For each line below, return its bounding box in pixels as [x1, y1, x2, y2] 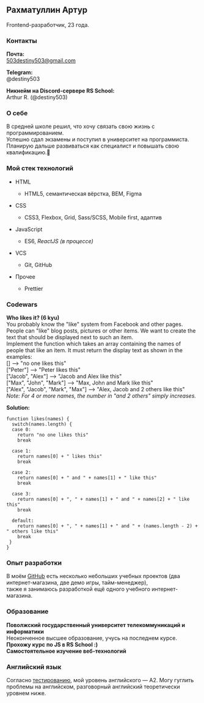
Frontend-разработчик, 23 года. [6, 21, 90, 28]
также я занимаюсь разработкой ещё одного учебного [6, 585, 151, 593]
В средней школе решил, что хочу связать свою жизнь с [6, 122, 155, 130]
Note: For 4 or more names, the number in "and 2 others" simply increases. [6, 392, 197, 399]
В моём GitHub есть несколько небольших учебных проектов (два [6, 573, 180, 580]
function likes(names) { [6, 416, 70, 422]
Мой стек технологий [6, 164, 73, 173]
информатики [6, 628, 45, 635]
